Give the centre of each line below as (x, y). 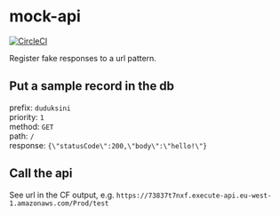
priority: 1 (27, 116)
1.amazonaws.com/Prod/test (59, 203)
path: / (22, 136)
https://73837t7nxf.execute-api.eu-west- (194, 196)
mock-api (45, 16)
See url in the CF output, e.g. (62, 195)
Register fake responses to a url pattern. (83, 58)
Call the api (41, 174)
